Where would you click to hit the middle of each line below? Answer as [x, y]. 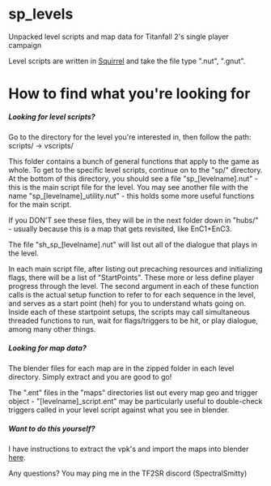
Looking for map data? [48, 348]
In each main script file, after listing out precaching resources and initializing [135, 269]
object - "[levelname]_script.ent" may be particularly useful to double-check [135, 402]
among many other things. [52, 329]
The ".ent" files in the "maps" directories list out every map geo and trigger [133, 393]
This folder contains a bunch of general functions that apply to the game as [134, 161]
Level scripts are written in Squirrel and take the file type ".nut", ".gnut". [127, 61]
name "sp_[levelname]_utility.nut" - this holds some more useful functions [131, 196]
